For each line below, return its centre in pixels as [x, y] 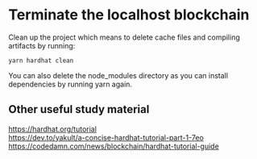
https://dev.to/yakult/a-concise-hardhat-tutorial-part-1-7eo [106, 137]
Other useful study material [79, 109]
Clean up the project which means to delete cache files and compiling [124, 37]
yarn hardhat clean [41, 61]
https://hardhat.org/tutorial [52, 129]
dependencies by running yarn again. [70, 84]
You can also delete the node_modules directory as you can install [118, 75]
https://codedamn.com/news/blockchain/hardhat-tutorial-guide [114, 146]
